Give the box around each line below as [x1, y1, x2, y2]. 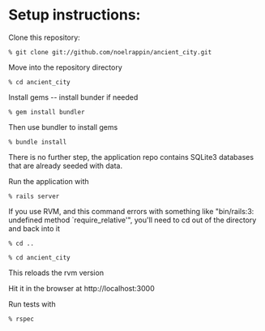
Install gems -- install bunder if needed [8, 92, 139, 102]
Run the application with [8, 176, 89, 186]
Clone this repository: [8, 32, 81, 42]
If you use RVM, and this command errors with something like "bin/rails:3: [8, 206, 254, 216]
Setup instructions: [8, 6, 141, 24]
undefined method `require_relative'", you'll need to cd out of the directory [8, 215, 257, 225]
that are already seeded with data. [8, 161, 123, 170]
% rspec [8, 315, 35, 323]
